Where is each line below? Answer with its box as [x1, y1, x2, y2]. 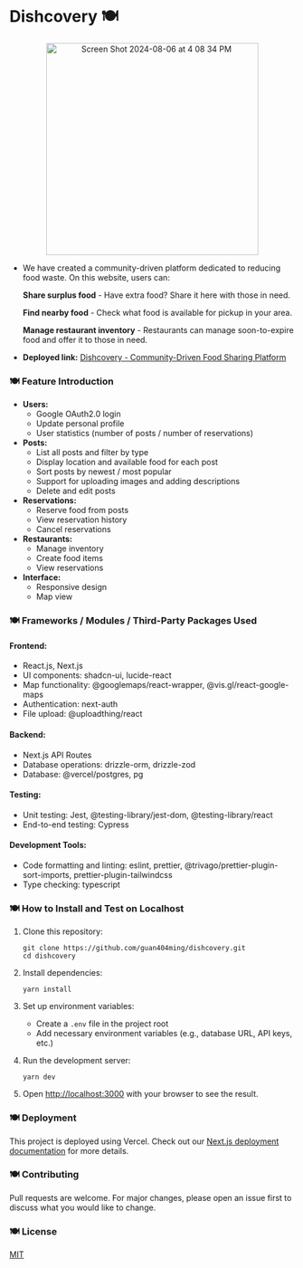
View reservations [35, 562, 104, 574]
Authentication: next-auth [22, 699, 118, 710]
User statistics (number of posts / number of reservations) [35, 428, 254, 439]
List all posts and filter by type [35, 447, 149, 458]
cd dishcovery [22, 951, 76, 961]
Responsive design [35, 582, 108, 593]
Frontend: [9, 640, 48, 651]
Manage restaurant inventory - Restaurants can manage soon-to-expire [22, 324, 294, 335]
